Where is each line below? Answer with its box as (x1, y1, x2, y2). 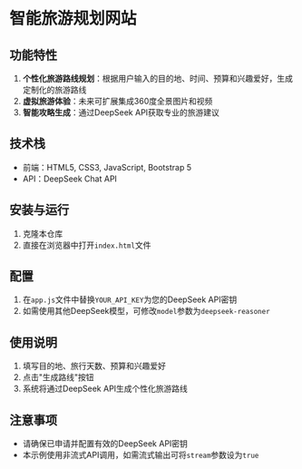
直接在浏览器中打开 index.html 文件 (22, 239, 151, 250)
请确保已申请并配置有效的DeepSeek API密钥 (22, 438, 189, 449)
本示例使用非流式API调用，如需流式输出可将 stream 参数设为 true (22, 450, 259, 461)
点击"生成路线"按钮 (22, 372, 94, 383)
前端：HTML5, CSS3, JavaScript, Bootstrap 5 (22, 161, 192, 172)
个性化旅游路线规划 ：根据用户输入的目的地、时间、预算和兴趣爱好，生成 (22, 73, 293, 83)
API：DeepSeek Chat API (22, 173, 118, 184)
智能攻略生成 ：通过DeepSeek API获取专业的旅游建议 (22, 107, 220, 118)
